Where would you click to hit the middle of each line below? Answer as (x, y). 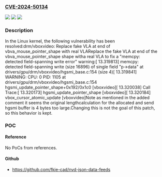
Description (19, 30)
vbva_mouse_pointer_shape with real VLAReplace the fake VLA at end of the (81, 51)
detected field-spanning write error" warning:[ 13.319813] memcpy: (72, 61)
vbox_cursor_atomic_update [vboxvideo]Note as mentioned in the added (77, 97)
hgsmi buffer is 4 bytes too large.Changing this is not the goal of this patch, (80, 108)
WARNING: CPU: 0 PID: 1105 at (36, 77)
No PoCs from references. (31, 147)
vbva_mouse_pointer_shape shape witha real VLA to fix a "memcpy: (73, 56)
